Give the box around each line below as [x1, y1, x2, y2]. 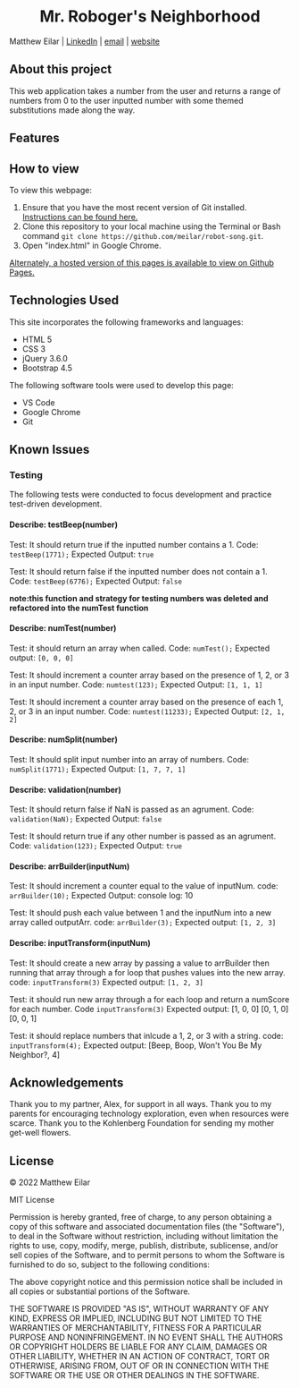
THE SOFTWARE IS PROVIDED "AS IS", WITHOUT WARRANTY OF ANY [9, 1304, 270, 1315]
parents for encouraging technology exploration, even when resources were [9, 1108, 289, 1120]
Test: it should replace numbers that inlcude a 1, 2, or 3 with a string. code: [9, 1030, 284, 1041]
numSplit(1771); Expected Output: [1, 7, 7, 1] [9, 763, 187, 775]
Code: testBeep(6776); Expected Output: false [9, 575, 183, 586]
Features [9, 131, 60, 146]
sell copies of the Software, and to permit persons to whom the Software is [9, 1250, 286, 1261]
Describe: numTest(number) [9, 623, 117, 634]
